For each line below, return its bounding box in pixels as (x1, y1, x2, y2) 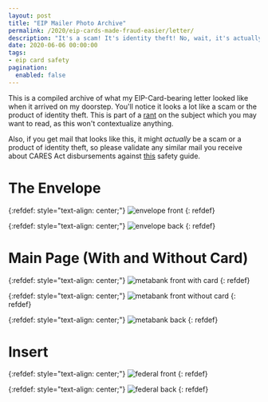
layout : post (8, 11, 52, 20)
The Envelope (8, 179, 101, 197)
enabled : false (15, 71, 66, 79)
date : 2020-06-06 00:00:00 (8, 42, 98, 50)
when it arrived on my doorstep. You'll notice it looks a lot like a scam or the (8, 101, 258, 111)
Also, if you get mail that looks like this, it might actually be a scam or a (8, 133, 242, 144)
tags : (8, 49, 26, 57)
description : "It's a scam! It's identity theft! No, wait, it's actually (8, 34, 262, 42)
